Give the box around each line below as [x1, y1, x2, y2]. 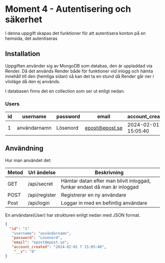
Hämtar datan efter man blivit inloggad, [60, 177, 151, 184]
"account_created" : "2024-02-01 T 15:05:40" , [11, 245, 107, 250]
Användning [5, 144, 44, 153]
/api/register [27, 191, 56, 198]
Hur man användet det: [5, 157, 52, 163]
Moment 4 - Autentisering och [5, 3, 131, 15]
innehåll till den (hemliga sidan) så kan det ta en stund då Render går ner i [5, 73, 154, 79]
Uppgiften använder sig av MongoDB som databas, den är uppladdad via [5, 63, 153, 68]
